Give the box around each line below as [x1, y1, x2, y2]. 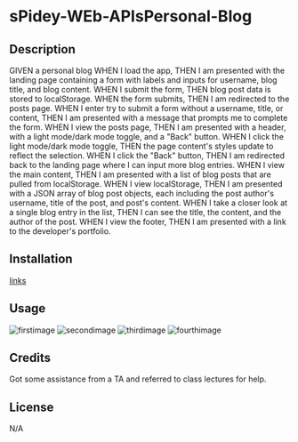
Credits [9, 350, 52, 366]
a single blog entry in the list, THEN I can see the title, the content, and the [9, 207, 282, 217]
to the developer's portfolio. [9, 226, 111, 237]
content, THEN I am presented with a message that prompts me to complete [9, 113, 288, 123]
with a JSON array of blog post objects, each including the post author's [9, 189, 274, 198]
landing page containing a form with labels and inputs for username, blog [9, 75, 278, 85]
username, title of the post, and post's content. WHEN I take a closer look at [9, 197, 287, 208]
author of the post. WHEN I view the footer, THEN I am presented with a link [9, 216, 286, 227]
